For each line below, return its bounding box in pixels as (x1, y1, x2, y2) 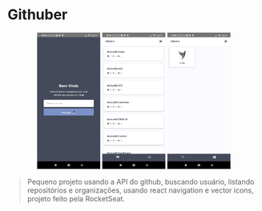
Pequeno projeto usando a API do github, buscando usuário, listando (26, 177, 255, 187)
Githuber (7, 6, 68, 24)
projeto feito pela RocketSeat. (26, 194, 126, 204)
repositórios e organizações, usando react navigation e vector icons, (26, 185, 254, 195)
